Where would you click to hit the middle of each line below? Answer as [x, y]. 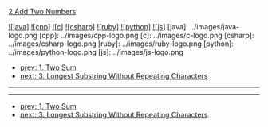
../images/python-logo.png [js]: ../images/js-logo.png [96, 52]
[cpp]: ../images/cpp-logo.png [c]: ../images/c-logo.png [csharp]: [147, 35]
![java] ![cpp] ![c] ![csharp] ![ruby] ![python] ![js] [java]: [99, 27]
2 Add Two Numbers [42, 12]
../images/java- [215, 27]
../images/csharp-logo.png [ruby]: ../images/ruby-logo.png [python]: [121, 44]
